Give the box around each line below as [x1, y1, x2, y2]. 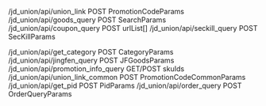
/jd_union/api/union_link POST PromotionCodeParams [8, 7, 185, 16]
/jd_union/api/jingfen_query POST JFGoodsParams [8, 55, 175, 65]
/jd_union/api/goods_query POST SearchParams [8, 15, 167, 25]
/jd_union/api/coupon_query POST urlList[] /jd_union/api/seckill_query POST [8, 24, 258, 32]
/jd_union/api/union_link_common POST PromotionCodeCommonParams [8, 73, 246, 81]
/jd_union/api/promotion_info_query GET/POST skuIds [8, 64, 185, 74]
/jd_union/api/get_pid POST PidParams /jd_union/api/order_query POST [8, 81, 242, 90]
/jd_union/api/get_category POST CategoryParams [8, 47, 174, 56]
